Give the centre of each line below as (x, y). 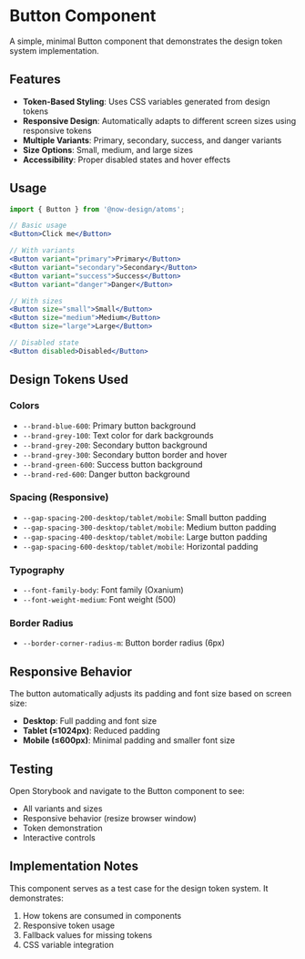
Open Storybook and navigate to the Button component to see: (127, 791)
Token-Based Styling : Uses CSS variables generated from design (146, 101)
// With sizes (36, 301)
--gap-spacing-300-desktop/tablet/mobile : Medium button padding (149, 527)
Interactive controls (59, 838)
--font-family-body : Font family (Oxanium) (103, 590)
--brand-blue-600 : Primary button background (109, 426)
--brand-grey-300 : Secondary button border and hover (125, 454)
